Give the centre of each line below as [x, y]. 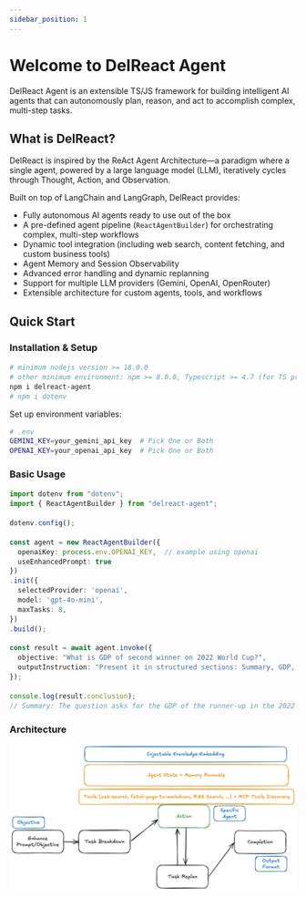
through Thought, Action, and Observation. [90, 180]
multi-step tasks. [41, 110]
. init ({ [24, 581]
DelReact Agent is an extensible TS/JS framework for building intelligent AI [149, 90]
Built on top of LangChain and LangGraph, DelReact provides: [125, 198]
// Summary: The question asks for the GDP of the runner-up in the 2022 [153, 706]
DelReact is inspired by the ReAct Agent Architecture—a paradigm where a [149, 160]
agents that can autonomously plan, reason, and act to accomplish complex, [153, 100]
